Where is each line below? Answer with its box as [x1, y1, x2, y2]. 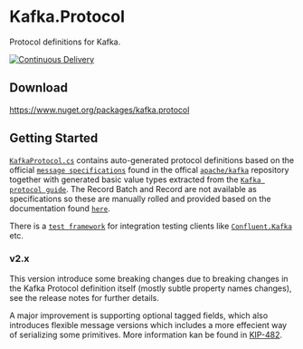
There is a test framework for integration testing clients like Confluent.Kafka [9, 220, 292, 231]
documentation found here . [9, 202, 110, 214]
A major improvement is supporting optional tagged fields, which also [9, 310, 269, 321]
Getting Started [9, 131, 99, 146]
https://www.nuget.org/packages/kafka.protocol [9, 104, 190, 115]
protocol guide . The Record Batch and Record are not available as [9, 183, 258, 194]
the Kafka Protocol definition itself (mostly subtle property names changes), [9, 283, 292, 294]
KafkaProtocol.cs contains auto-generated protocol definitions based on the [9, 154, 295, 165]
